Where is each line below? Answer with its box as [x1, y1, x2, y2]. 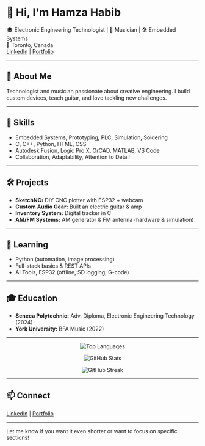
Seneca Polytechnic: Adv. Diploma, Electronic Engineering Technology [15, 312, 195, 320]
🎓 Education [6, 293, 58, 303]
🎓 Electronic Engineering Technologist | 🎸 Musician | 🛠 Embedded [6, 26, 176, 33]
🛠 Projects [6, 177, 49, 188]
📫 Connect [6, 390, 51, 401]
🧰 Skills [6, 117, 35, 128]
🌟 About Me [6, 71, 52, 82]
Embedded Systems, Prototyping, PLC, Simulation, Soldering [15, 134, 168, 141]
